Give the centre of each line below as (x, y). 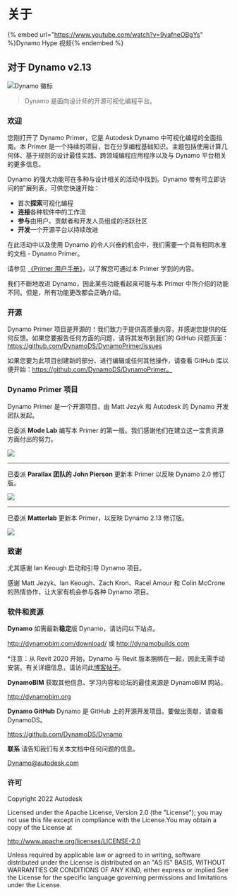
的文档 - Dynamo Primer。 (45, 254)
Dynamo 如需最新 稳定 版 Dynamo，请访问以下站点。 (83, 629)
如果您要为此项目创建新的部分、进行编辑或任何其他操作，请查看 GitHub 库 (115, 361)
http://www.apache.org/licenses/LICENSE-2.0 (74, 841)
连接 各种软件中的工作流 (51, 212)
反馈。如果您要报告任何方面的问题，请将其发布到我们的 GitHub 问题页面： (121, 338)
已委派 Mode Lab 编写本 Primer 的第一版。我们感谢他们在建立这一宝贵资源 (116, 430)
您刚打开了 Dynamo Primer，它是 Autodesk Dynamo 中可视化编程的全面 (112, 138)
